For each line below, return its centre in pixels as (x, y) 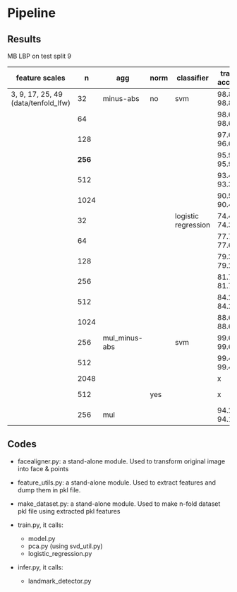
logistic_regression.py (60, 553)
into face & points (43, 468)
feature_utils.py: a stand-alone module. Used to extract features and (117, 483)
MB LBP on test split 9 (39, 56)
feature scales (41, 78)
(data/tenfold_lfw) (41, 103)
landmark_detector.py (60, 581)
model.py (42, 538)
